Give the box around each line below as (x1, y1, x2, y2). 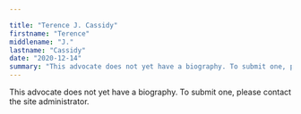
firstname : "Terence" (9, 28, 90, 38)
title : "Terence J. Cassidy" (9, 20, 118, 29)
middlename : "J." (9, 37, 74, 46)
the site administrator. (9, 96, 90, 107)
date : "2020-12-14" (9, 54, 82, 63)
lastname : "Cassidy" (9, 45, 87, 54)
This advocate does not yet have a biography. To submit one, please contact (9, 86, 292, 97)
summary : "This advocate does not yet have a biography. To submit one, (9, 62, 287, 71)
